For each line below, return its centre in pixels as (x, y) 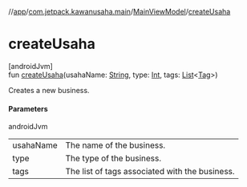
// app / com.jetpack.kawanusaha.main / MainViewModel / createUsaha (119, 12)
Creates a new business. (49, 90)
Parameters (28, 108)
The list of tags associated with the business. (150, 172)
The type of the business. (113, 158)
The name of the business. (115, 145)
